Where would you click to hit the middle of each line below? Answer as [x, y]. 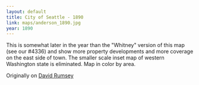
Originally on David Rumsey [40, 75]
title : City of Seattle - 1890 [45, 17]
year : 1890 [20, 28]
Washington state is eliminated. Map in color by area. [71, 64]
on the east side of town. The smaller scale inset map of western [85, 58]
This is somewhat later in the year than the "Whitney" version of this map [96, 45]
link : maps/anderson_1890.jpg [44, 23]
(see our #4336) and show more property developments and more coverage [100, 52]
